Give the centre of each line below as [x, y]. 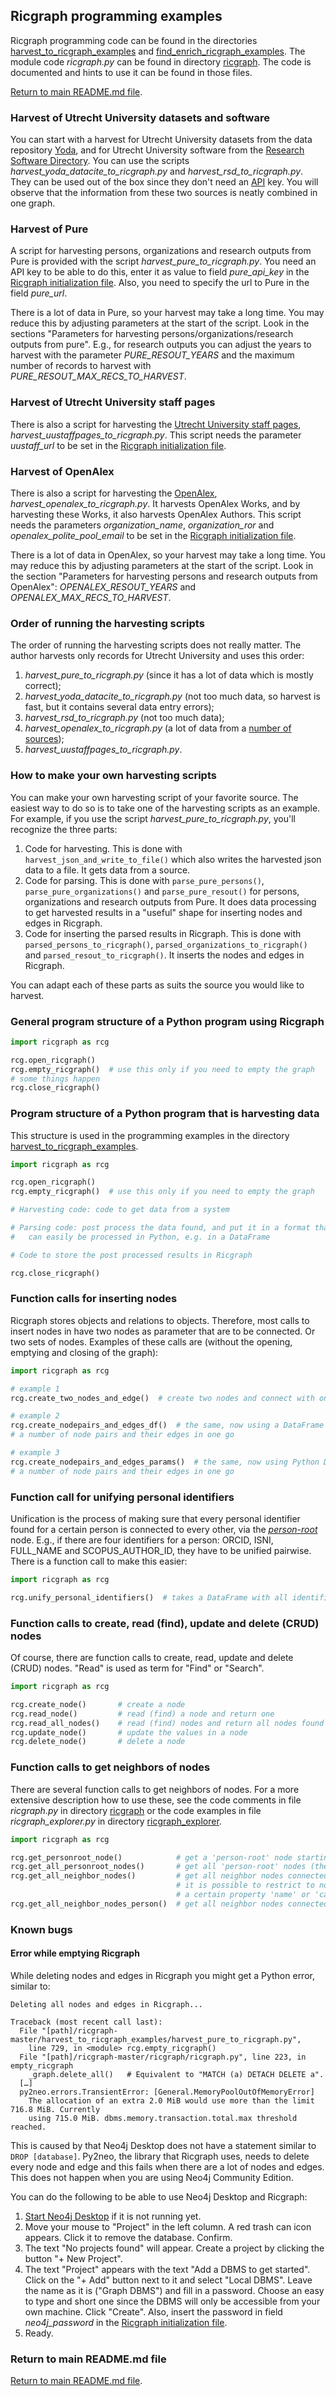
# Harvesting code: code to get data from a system [120, 1210]
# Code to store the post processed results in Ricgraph [131, 1255]
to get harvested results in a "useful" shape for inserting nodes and [163, 912]
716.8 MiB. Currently [55, 2109]
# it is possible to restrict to [245, 1885]
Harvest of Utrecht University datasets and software [140, 117]
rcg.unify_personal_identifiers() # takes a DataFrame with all [149, 1597]
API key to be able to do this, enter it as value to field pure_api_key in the [160, 272]
